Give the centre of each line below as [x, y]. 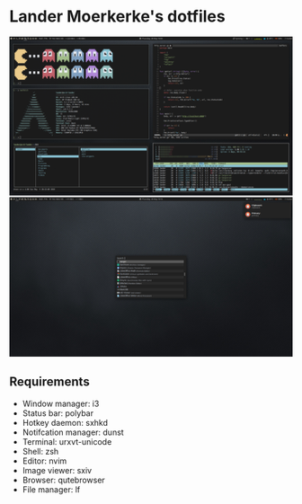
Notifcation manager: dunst [73, 432]
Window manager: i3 [61, 403]
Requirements [49, 382]
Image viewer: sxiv [57, 470]
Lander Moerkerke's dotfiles [118, 17]
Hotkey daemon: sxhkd [65, 422]
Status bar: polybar [58, 413]
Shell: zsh [40, 451]
